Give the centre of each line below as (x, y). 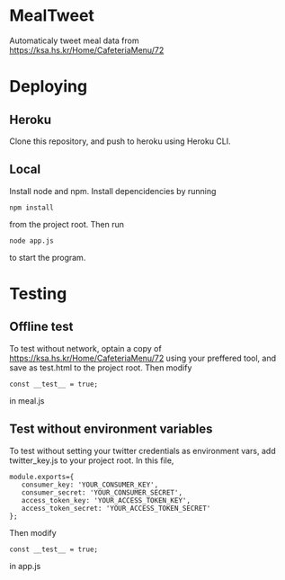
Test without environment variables (111, 429)
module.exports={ (42, 477)
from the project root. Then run (67, 224)
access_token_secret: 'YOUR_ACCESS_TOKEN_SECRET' (116, 508)
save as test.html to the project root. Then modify (101, 367)
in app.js (25, 566)
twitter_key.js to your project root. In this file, (92, 460)
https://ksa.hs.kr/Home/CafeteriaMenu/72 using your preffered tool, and (143, 358)
